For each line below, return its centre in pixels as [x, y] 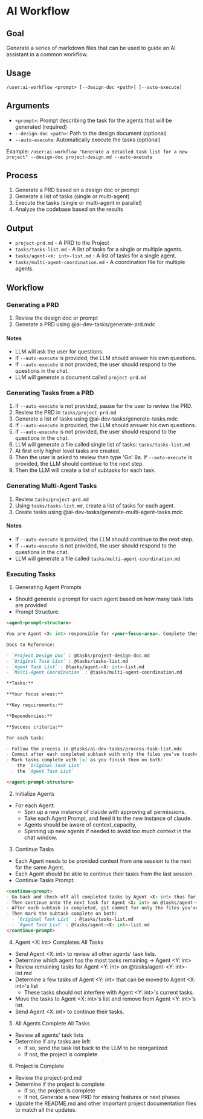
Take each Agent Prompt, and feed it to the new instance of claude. [108, 818]
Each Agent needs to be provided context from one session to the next [103, 861]
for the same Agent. [40, 867]
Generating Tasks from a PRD [50, 393]
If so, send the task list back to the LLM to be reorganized [96, 1048]
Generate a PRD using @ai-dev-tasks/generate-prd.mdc [85, 324]
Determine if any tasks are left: [53, 1041]
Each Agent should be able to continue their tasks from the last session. [105, 874]
